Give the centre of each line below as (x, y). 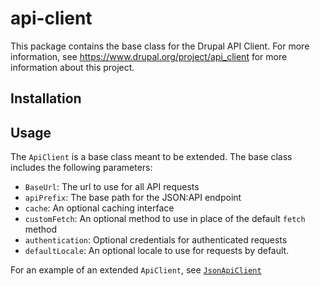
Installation (46, 98)
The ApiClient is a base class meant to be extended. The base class (151, 157)
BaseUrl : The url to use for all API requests (112, 187)
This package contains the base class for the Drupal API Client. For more (160, 46)
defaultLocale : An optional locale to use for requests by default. (157, 251)
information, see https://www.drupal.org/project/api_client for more (149, 56)
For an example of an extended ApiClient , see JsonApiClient (136, 270)
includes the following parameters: (81, 168)
